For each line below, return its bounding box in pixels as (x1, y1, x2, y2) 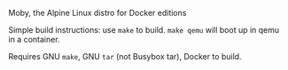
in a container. (8, 35, 60, 44)
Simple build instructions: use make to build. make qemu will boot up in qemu (8, 25, 280, 35)
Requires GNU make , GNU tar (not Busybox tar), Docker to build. (8, 51, 242, 61)
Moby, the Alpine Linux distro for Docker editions (8, 8, 187, 18)
